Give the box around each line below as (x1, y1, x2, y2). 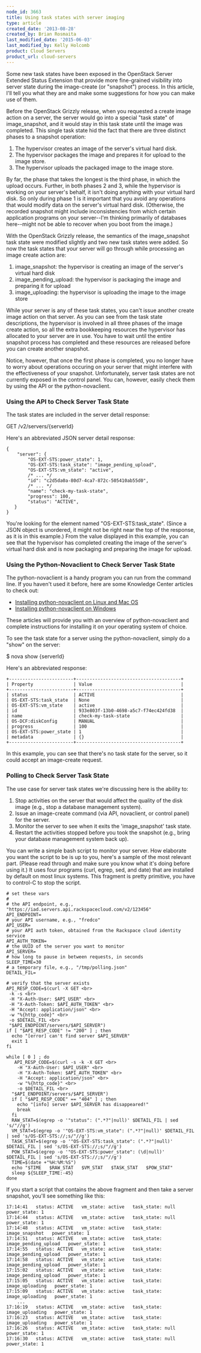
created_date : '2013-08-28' (6, 25, 77, 32)
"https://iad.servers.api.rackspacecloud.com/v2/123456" (6, 906, 152, 913)
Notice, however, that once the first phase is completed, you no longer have (6, 357, 194, 364)
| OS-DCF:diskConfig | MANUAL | (6, 718, 184, 725)
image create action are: (6, 251, 67, 258)
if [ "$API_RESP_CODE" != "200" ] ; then (6, 1028, 112, 1034)
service (6, 933, 26, 939)
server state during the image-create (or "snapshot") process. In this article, (6, 83, 195, 90)
